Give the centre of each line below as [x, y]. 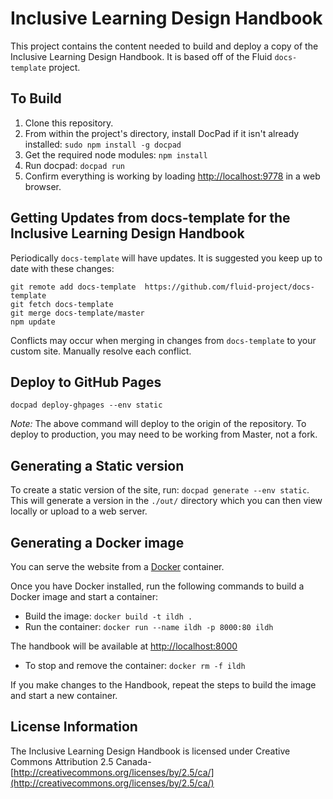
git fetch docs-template [62, 304]
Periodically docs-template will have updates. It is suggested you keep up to [166, 258]
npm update [33, 322]
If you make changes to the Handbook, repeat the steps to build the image [163, 685]
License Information [74, 727]
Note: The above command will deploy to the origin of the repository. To [158, 424]
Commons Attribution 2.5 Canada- [81, 761]
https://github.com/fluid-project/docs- [229, 287]
